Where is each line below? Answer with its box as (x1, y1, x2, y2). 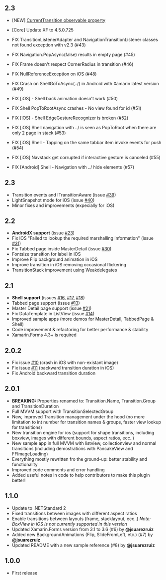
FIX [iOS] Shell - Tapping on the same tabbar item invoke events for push (11, 139, 162, 145)
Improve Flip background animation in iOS (11, 256, 98, 262)
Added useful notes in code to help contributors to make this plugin (11, 472, 150, 478)
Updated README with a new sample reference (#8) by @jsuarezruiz (11, 542, 155, 548)
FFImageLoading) (11, 451, 48, 457)
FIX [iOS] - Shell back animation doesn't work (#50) (11, 95, 118, 101)
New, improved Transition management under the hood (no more (11, 413, 145, 419)
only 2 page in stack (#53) (11, 130, 66, 136)
